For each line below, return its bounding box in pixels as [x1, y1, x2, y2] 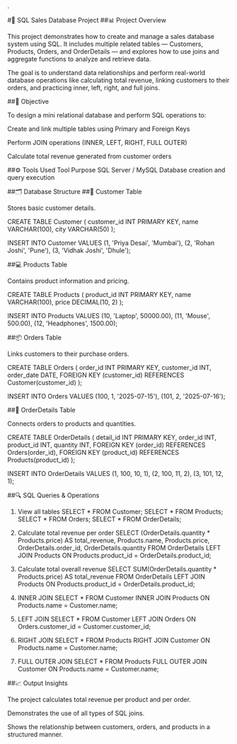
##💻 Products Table [7, 260, 68, 269]
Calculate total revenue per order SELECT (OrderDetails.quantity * [17, 529, 211, 537]
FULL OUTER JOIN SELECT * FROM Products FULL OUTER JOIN [17, 657, 207, 665]
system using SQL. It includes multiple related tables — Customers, [7, 40, 204, 48]
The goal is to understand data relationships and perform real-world [7, 69, 206, 76]
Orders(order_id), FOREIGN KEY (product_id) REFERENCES [7, 448, 179, 456]
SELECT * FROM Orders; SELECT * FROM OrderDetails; [17, 515, 182, 523]
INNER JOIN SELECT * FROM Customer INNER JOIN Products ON [17, 593, 210, 602]
